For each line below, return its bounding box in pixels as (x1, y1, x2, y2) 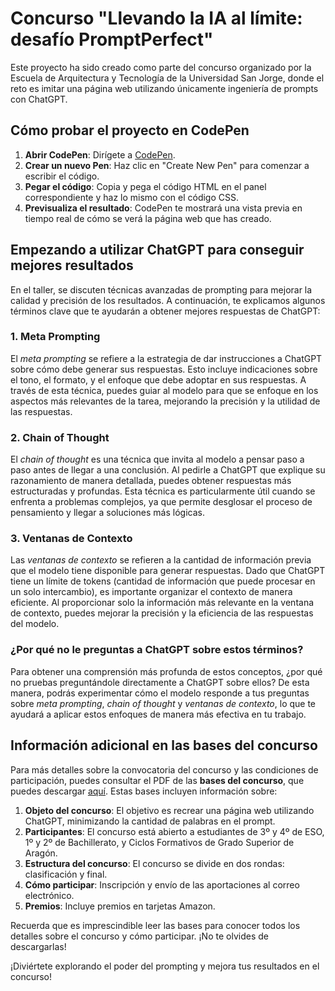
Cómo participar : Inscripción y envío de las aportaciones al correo (24, 878, 300, 891)
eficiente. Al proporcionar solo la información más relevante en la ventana (10, 597, 315, 609)
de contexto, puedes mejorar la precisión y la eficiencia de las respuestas (10, 607, 314, 619)
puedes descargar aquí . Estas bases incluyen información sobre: (10, 785, 278, 797)
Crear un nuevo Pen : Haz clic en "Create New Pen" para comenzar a (24, 159, 310, 171)
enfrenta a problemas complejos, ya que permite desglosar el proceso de (10, 496, 313, 508)
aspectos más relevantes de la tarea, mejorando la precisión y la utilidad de (10, 395, 321, 407)
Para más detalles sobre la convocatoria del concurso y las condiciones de (10, 763, 319, 776)
